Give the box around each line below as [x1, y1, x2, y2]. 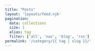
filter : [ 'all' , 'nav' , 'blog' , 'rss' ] [9, 34, 90, 39]
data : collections [9, 20, 47, 26]
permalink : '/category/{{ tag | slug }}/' [5, 39, 92, 44]
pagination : [5, 16, 29, 21]
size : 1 [9, 25, 25, 30]
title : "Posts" [5, 7, 36, 12]
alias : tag [9, 30, 31, 34]
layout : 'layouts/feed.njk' [5, 12, 62, 17]
